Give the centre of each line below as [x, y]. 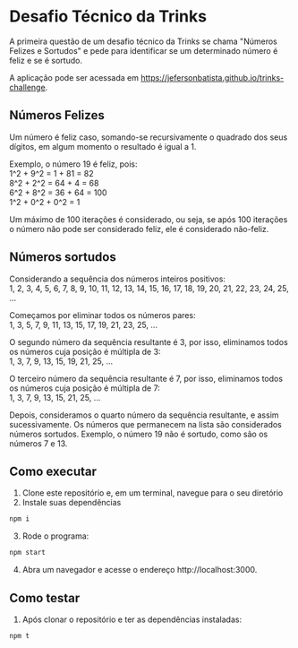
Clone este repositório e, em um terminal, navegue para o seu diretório [153, 493]
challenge [28, 87]
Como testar [45, 598]
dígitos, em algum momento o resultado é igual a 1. [103, 146]
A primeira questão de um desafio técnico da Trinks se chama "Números [143, 41]
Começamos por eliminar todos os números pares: [102, 315]
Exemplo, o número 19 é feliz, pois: [73, 164]
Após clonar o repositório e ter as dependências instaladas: [132, 619]
